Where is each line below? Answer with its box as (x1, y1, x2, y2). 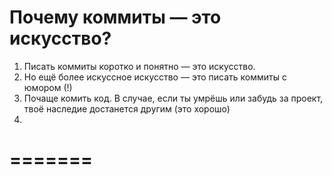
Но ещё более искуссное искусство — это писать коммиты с (23, 71, 287, 83)
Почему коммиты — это (9, 6, 222, 29)
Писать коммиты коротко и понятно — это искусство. (23, 60, 256, 72)
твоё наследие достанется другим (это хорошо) (23, 102, 231, 115)
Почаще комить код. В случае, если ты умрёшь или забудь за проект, (23, 92, 324, 104)
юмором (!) (23, 81, 73, 93)
